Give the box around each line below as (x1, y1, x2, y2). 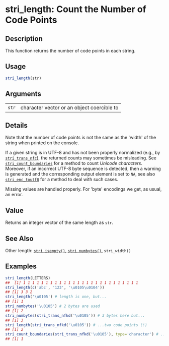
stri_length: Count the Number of (5, 4, 147, 15)
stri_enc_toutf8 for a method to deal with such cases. (5, 177, 119, 183)
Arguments (5, 90, 42, 98)
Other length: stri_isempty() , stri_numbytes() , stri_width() (5, 247, 131, 253)
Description (5, 34, 43, 43)
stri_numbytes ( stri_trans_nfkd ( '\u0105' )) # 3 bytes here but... (5, 313, 145, 318)
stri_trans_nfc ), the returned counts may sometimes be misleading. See (5, 155, 157, 161)
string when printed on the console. (5, 140, 79, 146)
